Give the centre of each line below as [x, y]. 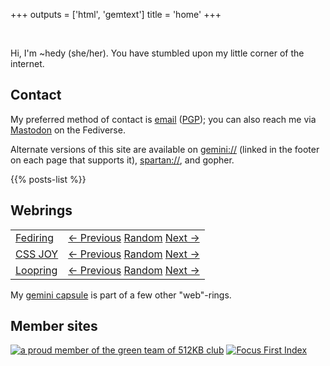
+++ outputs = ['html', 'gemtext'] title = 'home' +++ [116, 14]
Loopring [36, 270]
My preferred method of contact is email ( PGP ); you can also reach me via [163, 119]
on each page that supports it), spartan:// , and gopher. [122, 160]
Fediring [35, 237]
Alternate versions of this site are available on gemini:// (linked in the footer [165, 149]
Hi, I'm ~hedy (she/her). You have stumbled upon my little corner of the [157, 53]
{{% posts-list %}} [48, 179]
